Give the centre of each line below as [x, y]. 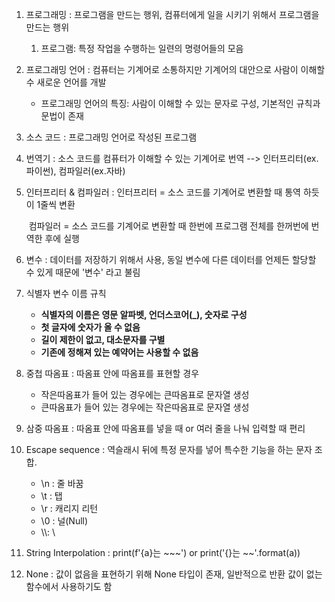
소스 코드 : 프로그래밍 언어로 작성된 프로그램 [111, 137]
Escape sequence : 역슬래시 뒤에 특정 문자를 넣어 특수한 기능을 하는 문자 [169, 449]
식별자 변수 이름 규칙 [66, 293]
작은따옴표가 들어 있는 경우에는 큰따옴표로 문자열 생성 [145, 394]
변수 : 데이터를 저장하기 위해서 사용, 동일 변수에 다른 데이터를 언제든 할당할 [171, 259]
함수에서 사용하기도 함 [69, 586]
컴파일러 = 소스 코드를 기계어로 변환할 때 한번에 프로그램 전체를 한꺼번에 [168, 226]
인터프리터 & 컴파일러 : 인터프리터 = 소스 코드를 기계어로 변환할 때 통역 [163, 192]
